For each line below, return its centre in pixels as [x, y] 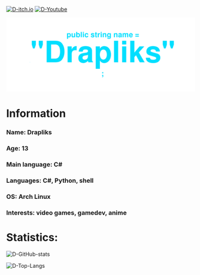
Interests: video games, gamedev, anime [66, 213]
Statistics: [32, 237]
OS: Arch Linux [28, 197]
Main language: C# [34, 164]
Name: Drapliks [29, 132]
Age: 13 [17, 148]
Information [36, 114]
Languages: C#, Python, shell [50, 180]
